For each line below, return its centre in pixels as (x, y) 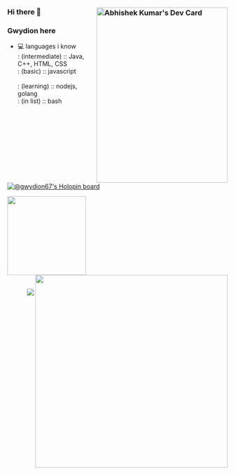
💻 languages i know (47, 46)
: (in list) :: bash (40, 101)
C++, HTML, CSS (42, 64)
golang (27, 94)
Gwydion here (31, 30)
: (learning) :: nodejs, (47, 86)
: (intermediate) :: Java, (51, 57)
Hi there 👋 (24, 12)
